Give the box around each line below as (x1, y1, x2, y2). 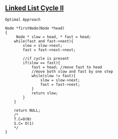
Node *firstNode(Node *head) (5, 26, 65, 31)
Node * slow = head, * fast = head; (16, 34, 91, 39)
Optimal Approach (5, 17, 41, 22)
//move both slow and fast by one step (31, 69, 113, 74)
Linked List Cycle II (5, 4, 64, 12)
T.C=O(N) (14, 116, 32, 122)
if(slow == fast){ (23, 60, 60, 65)
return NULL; (14, 108, 41, 113)
